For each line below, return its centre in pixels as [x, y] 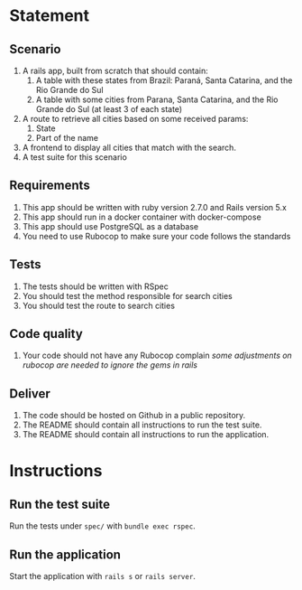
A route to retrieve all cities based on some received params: [135, 119]
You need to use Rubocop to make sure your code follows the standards [156, 236]
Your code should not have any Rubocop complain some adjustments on [157, 356]
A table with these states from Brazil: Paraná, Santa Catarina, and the [164, 80]
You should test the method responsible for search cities [127, 295]
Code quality [46, 334]
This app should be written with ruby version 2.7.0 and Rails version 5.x [154, 207]
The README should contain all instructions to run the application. [146, 435]
